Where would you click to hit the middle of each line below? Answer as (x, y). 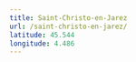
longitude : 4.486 (42, 43)
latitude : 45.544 (42, 35)
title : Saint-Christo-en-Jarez (68, 18)
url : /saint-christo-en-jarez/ (68, 26)
